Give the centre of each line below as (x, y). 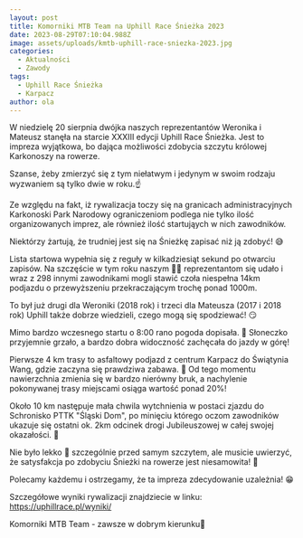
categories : (32, 52)
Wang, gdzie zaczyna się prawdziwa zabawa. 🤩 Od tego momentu (133, 369)
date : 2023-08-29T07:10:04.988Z (70, 34)
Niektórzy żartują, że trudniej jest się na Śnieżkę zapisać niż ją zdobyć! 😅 (147, 241)
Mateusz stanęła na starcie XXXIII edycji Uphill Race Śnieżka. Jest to (137, 137)
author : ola (32, 102)
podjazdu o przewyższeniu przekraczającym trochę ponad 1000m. (133, 288)
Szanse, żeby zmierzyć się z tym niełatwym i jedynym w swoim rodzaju (142, 174)
